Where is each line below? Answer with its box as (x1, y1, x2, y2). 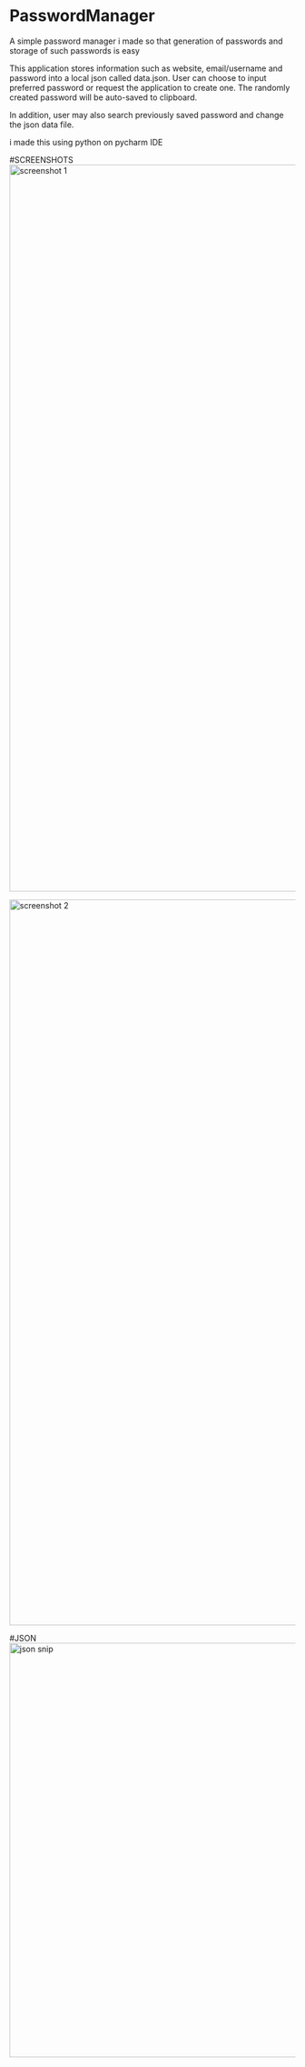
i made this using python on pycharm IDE (9, 136, 163, 147)
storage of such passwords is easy (9, 45, 141, 55)
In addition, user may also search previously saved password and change (9, 109, 284, 120)
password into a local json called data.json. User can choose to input (9, 72, 267, 83)
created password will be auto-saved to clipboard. (9, 92, 198, 103)
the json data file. (9, 119, 74, 130)
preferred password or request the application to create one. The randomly (9, 82, 290, 93)
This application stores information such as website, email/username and (9, 63, 283, 74)
